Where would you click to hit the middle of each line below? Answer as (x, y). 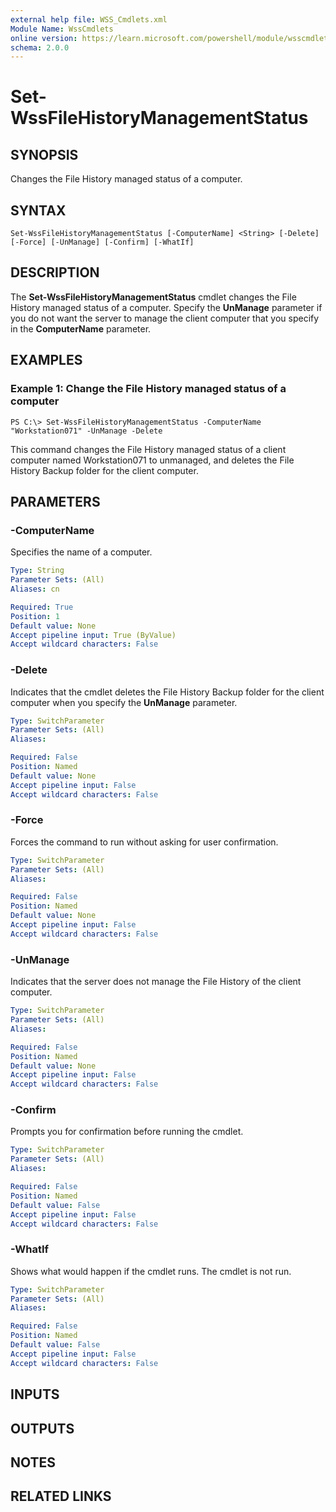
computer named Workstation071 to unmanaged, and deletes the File (152, 460)
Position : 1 (35, 616)
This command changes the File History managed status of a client (148, 449)
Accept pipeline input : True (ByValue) (93, 635)
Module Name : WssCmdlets (62, 29)
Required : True (42, 607)
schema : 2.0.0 (40, 47)
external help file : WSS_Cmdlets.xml (89, 19)
